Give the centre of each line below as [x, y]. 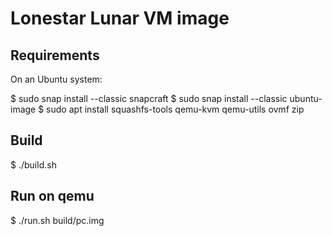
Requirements [55, 55]
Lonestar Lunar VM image [120, 18]
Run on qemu [52, 196]
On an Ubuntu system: [56, 79]
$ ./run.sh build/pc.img [57, 220]
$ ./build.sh [33, 164]
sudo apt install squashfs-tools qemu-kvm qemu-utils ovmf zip [175, 109]
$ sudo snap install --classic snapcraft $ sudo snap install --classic [149, 98]
